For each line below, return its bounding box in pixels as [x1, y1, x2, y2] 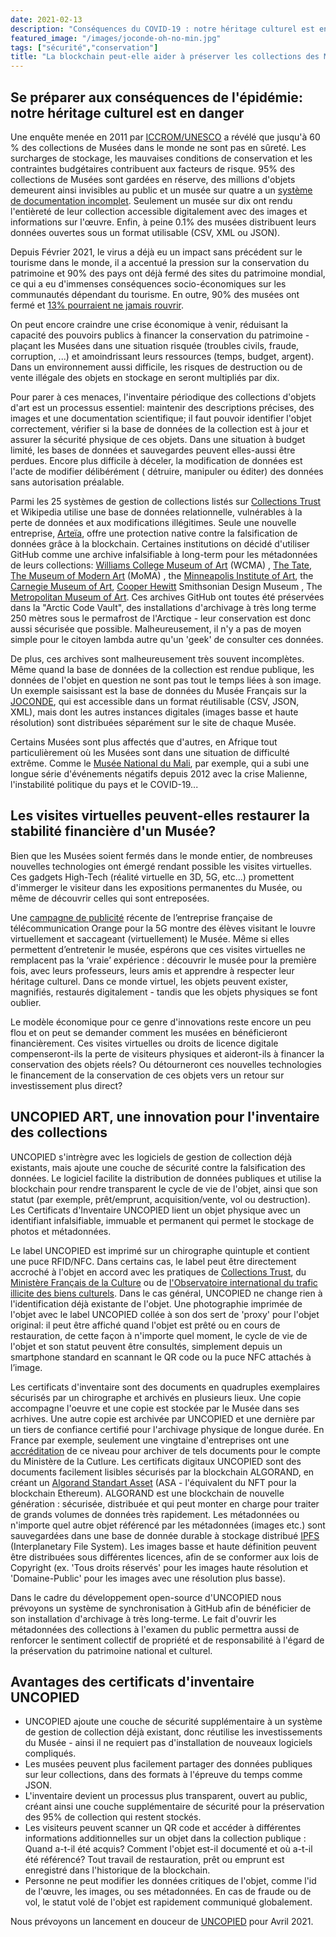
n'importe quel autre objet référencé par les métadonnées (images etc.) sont [10, 1519, 326, 1531]
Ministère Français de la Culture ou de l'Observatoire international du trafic [10, 1276, 318, 1288]
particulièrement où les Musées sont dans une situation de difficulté [10, 746, 290, 758]
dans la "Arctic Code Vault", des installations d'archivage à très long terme [10, 601, 317, 613]
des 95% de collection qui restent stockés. [24, 1811, 202, 1823]
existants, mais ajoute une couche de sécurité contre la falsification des [10, 1161, 306, 1173]
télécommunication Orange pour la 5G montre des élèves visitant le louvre [10, 922, 316, 934]
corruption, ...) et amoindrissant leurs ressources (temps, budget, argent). [10, 350, 315, 362]
